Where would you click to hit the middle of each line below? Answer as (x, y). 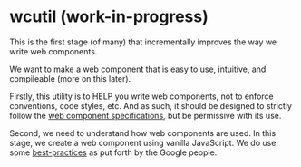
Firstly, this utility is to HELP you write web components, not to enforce (141, 96)
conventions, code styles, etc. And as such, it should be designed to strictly (151, 105)
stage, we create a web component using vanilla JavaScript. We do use (143, 142)
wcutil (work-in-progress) (109, 17)
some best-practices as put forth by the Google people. (113, 152)
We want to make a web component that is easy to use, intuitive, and (138, 69)
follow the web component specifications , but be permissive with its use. (146, 115)
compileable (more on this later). (70, 78)
